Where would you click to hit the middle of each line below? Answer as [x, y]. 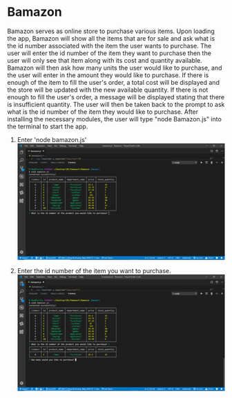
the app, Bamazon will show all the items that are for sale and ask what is [111, 38]
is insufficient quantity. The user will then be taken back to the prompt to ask [116, 104]
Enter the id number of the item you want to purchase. [94, 271]
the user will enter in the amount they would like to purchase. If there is [108, 75]
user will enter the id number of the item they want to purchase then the [109, 53]
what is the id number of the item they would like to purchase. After [103, 112]
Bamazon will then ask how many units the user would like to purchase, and [115, 68]
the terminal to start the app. [48, 126]
